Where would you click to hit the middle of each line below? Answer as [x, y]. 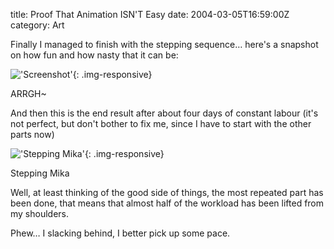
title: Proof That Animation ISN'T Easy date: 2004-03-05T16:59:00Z [150, 14]
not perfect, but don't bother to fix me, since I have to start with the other [161, 123]
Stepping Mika [40, 173]
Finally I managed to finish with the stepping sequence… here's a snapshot [164, 44]
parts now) [32, 134]
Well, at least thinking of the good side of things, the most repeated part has [167, 192]
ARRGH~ [28, 93]
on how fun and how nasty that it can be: [94, 55]
